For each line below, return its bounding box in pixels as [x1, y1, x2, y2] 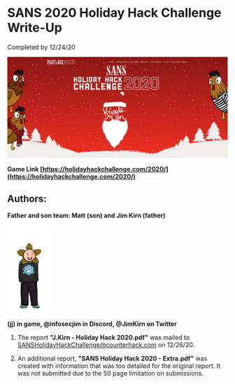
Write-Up [7, 20, 63, 36]
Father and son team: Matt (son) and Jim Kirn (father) [7, 211, 166, 220]
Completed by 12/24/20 [7, 43, 76, 51]
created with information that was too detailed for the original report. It [17, 362, 221, 370]
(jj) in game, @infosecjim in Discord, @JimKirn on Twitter [7, 320, 177, 328]
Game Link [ [7, 165, 43, 173]
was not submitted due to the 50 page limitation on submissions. [17, 369, 204, 378]
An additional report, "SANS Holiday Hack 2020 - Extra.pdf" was [17, 355, 208, 363]
